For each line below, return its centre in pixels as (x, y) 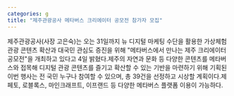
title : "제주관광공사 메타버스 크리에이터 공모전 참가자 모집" (85, 20)
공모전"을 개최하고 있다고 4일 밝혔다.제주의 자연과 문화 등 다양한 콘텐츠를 (107, 59)
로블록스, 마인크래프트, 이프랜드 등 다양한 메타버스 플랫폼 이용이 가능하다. (123, 85)
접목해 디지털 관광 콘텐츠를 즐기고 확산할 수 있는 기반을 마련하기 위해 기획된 (124, 67)
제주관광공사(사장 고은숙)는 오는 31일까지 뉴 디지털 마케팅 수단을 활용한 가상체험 (117, 41)
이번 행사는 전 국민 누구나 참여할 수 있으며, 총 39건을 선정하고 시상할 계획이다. (114, 76)
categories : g (28, 14)
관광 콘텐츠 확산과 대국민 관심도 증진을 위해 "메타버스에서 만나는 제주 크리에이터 (117, 50)
